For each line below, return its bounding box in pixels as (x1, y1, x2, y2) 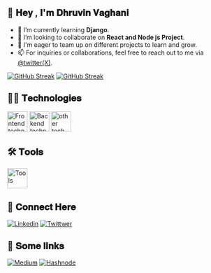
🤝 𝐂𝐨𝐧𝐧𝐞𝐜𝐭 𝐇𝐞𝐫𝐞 (7, 201, 77, 213)
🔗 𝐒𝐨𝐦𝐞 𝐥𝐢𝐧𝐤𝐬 (7, 239, 64, 252)
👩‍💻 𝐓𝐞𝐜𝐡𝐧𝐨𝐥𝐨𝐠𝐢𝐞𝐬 (7, 92, 82, 104)
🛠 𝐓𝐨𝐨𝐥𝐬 (7, 146, 44, 158)
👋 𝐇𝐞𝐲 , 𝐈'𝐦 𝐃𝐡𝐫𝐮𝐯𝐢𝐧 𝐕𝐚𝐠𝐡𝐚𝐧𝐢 (7, 7, 129, 19)
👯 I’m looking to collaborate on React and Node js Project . (17, 33, 185, 41)
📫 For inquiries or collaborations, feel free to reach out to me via (17, 48, 204, 57)
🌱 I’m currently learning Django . (17, 25, 110, 34)
